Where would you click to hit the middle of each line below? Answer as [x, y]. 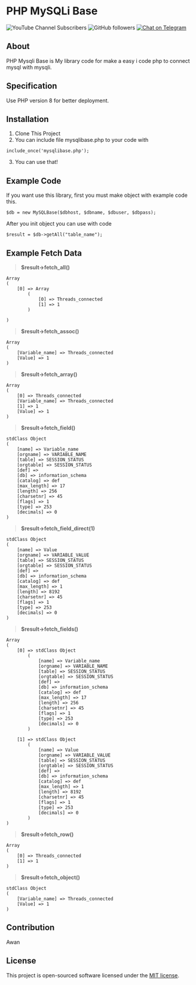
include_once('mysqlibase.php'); [48, 151]
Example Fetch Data [44, 253]
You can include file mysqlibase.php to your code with [82, 140]
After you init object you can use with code [59, 224]
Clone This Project [38, 133]
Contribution [30, 928]
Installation [27, 119]
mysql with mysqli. [29, 67]
